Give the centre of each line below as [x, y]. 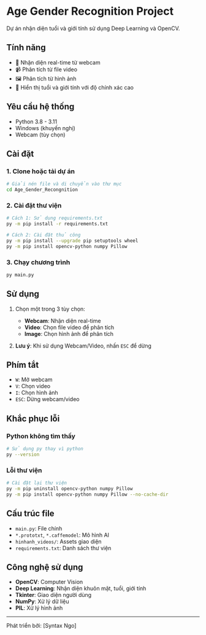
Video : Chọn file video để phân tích [69, 327]
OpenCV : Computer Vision [49, 582]
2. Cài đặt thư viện [34, 205]
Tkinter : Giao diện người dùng [53, 595]
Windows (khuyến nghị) [45, 128]
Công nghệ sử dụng [45, 567]
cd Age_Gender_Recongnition [42, 190]
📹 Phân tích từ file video [46, 69]
